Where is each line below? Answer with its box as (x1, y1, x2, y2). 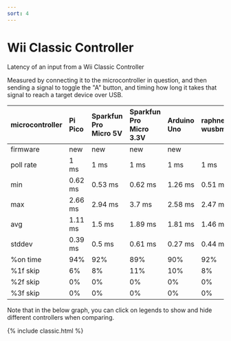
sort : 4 (7, 10, 30, 17)
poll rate (10, 160, 37, 169)
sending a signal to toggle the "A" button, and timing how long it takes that (7, 83, 217, 92)
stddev (10, 239, 33, 249)
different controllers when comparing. (7, 313, 115, 321)
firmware (10, 144, 40, 154)
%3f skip (10, 288, 40, 298)
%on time (10, 254, 42, 264)
